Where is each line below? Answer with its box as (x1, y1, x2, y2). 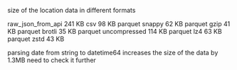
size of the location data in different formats (7, 6, 136, 14)
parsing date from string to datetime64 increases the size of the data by (7, 49, 218, 57)
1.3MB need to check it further (7, 56, 96, 64)
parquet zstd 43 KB (7, 35, 65, 43)
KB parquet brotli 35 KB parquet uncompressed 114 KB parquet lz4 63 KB (7, 28, 222, 35)
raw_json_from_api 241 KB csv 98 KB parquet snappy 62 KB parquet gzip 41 (7, 20, 231, 28)
